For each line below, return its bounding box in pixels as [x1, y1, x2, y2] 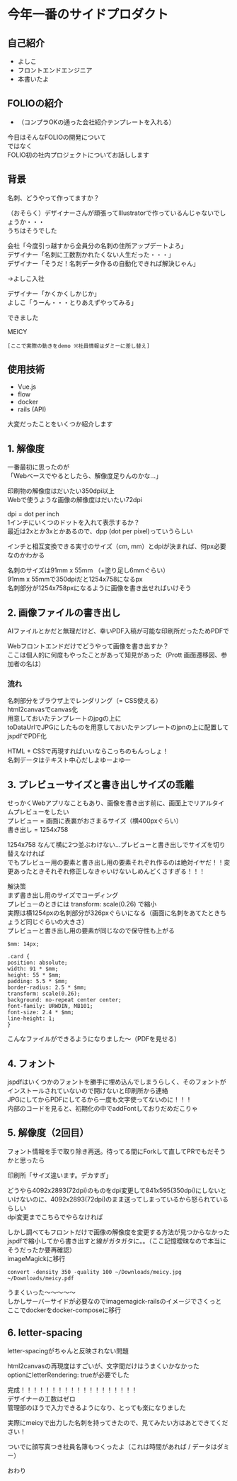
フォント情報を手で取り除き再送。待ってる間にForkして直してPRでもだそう [7, 1147, 226, 1155]
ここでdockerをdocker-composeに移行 [7, 1306, 122, 1314]
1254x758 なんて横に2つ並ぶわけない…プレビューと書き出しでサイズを [7, 841, 214, 849]
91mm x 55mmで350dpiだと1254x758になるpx [7, 575, 143, 584]
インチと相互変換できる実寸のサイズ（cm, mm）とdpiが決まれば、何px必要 [7, 542, 226, 550]
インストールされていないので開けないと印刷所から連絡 [7, 1086, 168, 1094]
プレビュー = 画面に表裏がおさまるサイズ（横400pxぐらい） [7, 816, 183, 825]
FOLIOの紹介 [7, 97, 64, 110]
